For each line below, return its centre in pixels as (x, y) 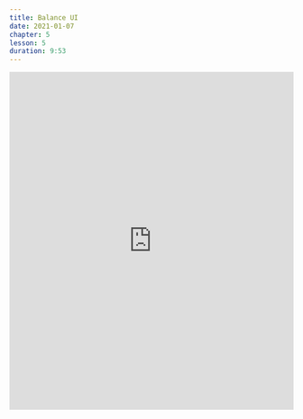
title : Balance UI (44, 18)
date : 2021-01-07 (42, 26)
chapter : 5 (30, 34)
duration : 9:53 (38, 51)
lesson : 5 (28, 43)
